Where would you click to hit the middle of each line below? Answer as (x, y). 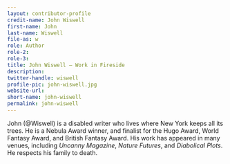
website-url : (26, 91)
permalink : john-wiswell (43, 104)
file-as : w (23, 39)
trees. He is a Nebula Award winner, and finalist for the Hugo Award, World (113, 130)
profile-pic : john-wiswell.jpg (52, 84)
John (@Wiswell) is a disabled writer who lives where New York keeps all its (115, 123)
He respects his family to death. (52, 152)
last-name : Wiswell (35, 33)
